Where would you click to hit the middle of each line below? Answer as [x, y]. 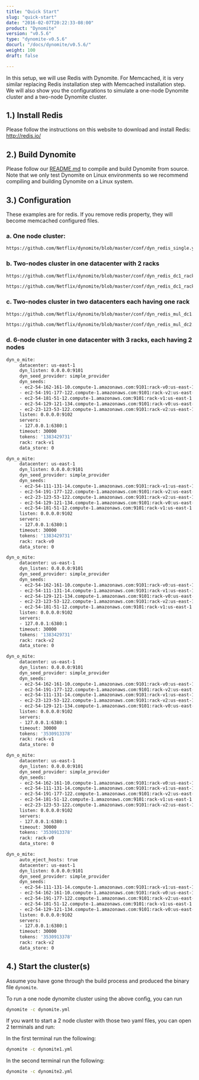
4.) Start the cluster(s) [48, 966]
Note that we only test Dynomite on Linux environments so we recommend [97, 175]
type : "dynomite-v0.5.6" [37, 39]
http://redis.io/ [24, 136]
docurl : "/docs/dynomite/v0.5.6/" [49, 45]
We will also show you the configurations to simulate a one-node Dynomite [97, 90]
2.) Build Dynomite [41, 154]
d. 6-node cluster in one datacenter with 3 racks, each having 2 [99, 340]
